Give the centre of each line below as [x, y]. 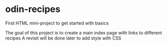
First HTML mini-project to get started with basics [57, 23]
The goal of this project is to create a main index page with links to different [84, 32]
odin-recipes [33, 9]
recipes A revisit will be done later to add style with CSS [63, 38]
